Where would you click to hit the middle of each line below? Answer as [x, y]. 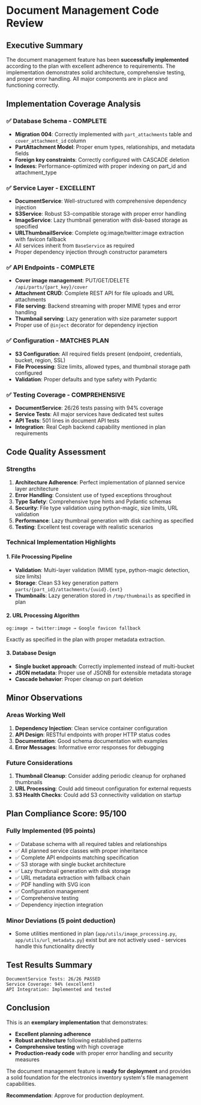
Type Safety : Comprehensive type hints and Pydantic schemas [93, 501]
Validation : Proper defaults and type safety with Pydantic [86, 379]
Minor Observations [44, 698]
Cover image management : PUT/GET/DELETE [72, 281]
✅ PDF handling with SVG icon [52, 884]
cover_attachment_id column [50, 140]
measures [27, 1059]
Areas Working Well [36, 715]
